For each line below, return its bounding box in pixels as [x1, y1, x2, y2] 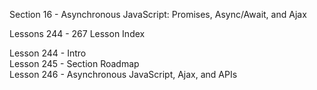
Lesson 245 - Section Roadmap [9, 58, 140, 69]
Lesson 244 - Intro [9, 47, 87, 59]
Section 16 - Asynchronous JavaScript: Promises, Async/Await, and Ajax [9, 9, 307, 20]
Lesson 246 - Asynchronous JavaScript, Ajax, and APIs [9, 69, 238, 80]
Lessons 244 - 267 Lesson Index [9, 28, 146, 39]
